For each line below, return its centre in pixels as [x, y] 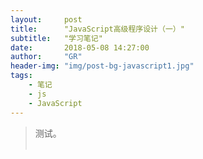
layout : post [46, 19]
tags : [21, 76]
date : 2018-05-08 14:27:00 [80, 47]
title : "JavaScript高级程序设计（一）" [97, 29]
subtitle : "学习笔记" [56, 38]
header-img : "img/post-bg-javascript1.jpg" [102, 66]
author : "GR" [46, 57]
